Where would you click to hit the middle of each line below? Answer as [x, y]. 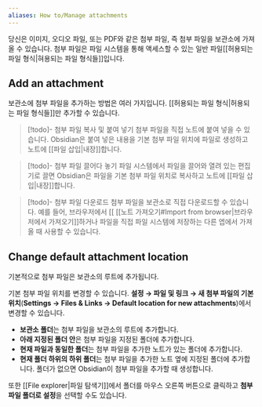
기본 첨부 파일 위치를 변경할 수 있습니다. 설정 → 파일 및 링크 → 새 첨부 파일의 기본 [131, 293]
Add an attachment [56, 84]
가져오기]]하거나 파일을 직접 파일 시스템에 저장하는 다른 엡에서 [143, 222]
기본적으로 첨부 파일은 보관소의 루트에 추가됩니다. [84, 277]
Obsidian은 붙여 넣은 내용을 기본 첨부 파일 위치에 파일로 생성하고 [149, 140]
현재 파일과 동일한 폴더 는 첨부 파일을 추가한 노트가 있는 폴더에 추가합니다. [131, 349]
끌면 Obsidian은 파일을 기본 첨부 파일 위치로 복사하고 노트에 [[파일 [144, 176]
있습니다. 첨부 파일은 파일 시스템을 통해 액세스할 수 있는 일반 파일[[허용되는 [139, 49]
